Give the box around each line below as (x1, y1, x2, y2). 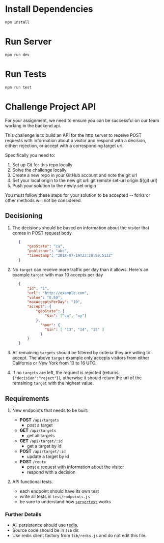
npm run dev (5, 52, 29, 57)
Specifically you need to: (5, 152, 55, 158)
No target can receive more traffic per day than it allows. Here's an (12, 267, 149, 272)
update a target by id (27, 453, 69, 459)
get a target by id (27, 443, 62, 449)
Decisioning (5, 211, 43, 220)
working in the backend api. (5, 122, 61, 128)
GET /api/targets (19, 427, 56, 433)
